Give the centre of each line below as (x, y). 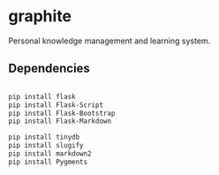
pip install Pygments (48, 162)
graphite (40, 16)
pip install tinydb (44, 137)
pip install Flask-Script (56, 105)
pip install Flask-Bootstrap (62, 113)
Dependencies (49, 68)
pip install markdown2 (50, 154)
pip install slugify (46, 146)
